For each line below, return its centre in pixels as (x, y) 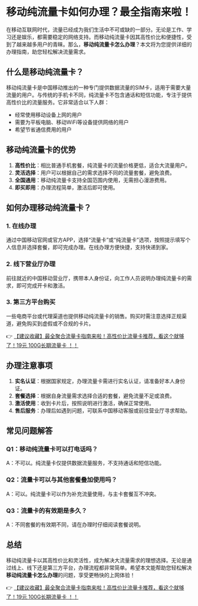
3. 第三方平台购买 (31, 302)
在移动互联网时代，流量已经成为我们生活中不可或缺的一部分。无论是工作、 (96, 30)
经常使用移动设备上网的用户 (48, 114)
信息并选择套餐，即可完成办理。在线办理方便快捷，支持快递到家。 (91, 247)
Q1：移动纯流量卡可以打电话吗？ (52, 449)
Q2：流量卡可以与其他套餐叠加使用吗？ (62, 480)
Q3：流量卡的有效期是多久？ (47, 510)
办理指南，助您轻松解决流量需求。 (47, 51)
